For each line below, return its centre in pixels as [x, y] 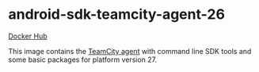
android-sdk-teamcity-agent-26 [117, 14]
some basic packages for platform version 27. [83, 59]
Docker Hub [28, 36]
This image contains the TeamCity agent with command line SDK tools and [130, 51]
